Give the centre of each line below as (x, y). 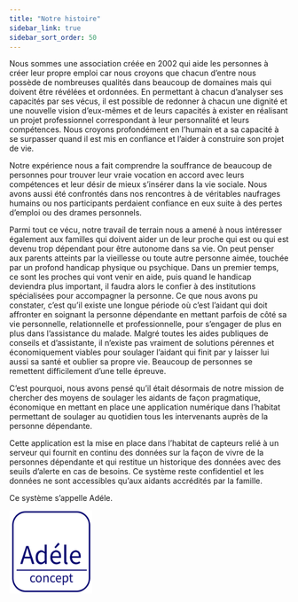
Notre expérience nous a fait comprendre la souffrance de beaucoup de (141, 166)
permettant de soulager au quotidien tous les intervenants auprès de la (139, 417)
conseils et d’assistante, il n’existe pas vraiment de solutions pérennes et (142, 343)
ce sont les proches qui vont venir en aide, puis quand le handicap (130, 277)
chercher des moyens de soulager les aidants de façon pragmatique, (135, 398)
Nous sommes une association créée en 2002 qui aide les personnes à (139, 64)
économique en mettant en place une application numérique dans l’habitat (145, 407)
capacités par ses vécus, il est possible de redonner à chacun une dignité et (149, 101)
